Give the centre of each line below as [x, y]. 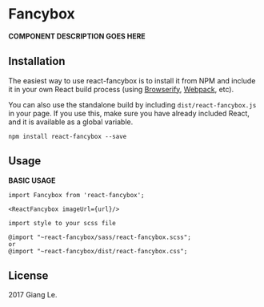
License [28, 275]
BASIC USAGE [32, 180]
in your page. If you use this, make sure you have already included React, [129, 113]
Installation [37, 61]
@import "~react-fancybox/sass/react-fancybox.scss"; [100, 237]
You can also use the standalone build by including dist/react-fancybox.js [132, 104]
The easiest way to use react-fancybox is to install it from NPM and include [132, 80]
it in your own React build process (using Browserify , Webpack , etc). [121, 89]
